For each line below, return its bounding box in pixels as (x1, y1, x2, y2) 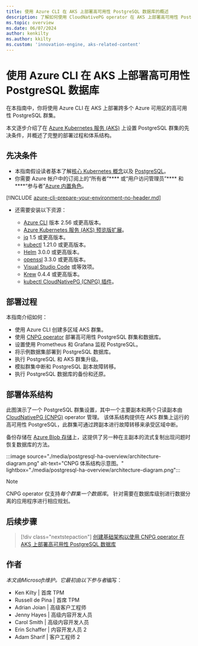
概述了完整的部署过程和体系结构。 (31, 131, 115, 139)
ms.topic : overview (6, 20, 54, 25)
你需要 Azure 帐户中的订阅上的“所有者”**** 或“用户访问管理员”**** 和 (14, 175, 184, 182)
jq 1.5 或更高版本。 (23, 233, 69, 241)
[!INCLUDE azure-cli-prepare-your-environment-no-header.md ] (6, 194, 161, 201)
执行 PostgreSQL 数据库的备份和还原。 (14, 371, 109, 378)
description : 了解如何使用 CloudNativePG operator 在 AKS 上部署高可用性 (6, 14, 179, 20)
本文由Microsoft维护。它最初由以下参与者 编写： (6, 576, 123, 583)
